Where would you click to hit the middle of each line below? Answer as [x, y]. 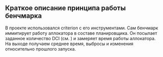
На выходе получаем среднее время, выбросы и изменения [69, 44]
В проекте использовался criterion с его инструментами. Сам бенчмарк [82, 28]
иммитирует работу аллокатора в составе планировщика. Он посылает [81, 33]
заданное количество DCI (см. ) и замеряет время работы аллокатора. [81, 38]
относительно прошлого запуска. [41, 49]
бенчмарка [24, 16]
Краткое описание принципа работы [66, 8]
